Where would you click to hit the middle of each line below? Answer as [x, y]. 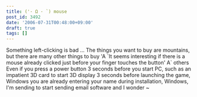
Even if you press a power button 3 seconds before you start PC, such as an [99, 69]
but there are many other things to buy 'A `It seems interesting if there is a [96, 56]
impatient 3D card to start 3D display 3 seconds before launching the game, [98, 75]
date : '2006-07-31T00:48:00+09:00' [50, 22]
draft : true [21, 28]
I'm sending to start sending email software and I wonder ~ [78, 88]
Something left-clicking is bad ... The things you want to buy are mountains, [98, 50]
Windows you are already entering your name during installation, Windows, [97, 81]
